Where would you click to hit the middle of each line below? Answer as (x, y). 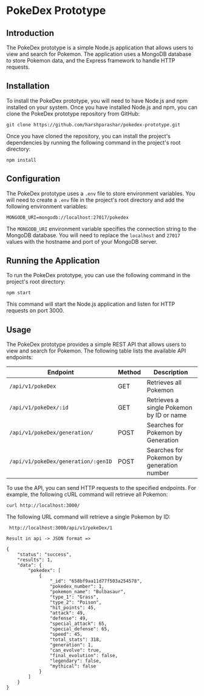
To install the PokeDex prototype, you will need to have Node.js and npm (97, 100)
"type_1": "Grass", (74, 597)
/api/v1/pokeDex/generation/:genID (61, 462)
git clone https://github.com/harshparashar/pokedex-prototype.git (93, 125)
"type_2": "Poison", (76, 602)
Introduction (30, 33)
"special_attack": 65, (78, 624)
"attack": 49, (67, 613)
